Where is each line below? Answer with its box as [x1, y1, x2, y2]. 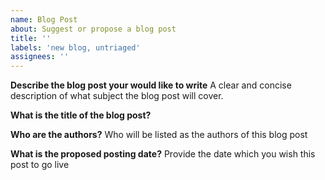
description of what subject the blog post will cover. [10, 90, 224, 102]
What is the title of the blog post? [10, 109, 152, 121]
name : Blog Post [10, 14, 78, 25]
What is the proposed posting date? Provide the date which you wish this [10, 148, 316, 160]
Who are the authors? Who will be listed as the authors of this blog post [10, 129, 308, 141]
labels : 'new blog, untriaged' [10, 42, 141, 53]
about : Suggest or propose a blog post [10, 24, 177, 34]
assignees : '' [10, 52, 70, 62]
